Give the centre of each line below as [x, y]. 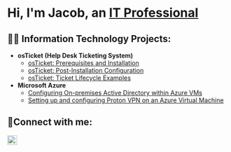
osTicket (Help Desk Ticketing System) [75, 55]
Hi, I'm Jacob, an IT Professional [103, 13]
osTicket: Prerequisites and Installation [84, 63]
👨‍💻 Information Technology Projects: [89, 39]
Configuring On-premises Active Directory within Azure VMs [115, 93]
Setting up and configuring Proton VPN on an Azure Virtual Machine [126, 100]
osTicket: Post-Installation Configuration [86, 70]
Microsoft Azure [42, 85]
